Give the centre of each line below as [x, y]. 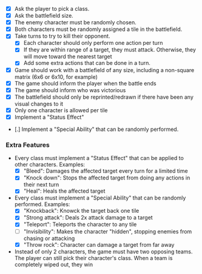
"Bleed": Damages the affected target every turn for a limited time [106, 171]
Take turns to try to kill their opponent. [62, 36]
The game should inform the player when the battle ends [85, 83]
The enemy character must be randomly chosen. [76, 22]
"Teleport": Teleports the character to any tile [80, 224]
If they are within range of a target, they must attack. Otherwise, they [110, 50]
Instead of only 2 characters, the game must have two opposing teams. [103, 252]
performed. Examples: [42, 204]
